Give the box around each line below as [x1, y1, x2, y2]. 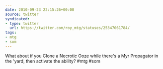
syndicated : [5, 16, 30, 21]
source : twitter [5, 12, 39, 17]
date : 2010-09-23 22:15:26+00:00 [5, 7, 75, 12]
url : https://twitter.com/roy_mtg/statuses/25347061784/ [9, 26, 130, 31]
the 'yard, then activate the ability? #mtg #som [5, 58, 101, 64]
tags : [5, 30, 16, 35]
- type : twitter [5, 21, 39, 26]
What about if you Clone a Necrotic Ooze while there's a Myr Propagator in [5, 53, 159, 59]
